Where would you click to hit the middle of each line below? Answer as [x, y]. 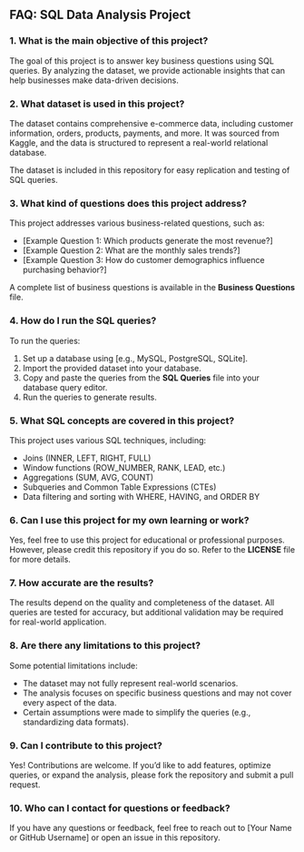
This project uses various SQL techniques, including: [108, 440]
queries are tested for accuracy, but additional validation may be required [147, 613]
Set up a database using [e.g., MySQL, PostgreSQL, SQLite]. [135, 358]
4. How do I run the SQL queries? [83, 320]
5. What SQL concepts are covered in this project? [122, 421]
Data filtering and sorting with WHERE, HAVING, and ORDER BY [141, 496]
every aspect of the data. [69, 702]
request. [25, 785]
